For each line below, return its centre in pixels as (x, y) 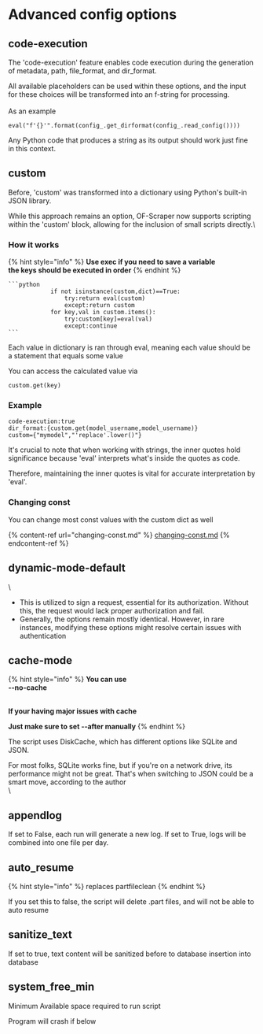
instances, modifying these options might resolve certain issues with (130, 627)
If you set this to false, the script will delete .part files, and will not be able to (131, 901)
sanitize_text (40, 935)
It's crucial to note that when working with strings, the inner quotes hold (124, 450)
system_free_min (51, 987)
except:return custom (99, 306)
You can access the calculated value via (73, 371)
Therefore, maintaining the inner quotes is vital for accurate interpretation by (132, 473)
